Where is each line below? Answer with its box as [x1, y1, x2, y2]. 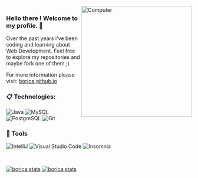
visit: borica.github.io [6, 78, 57, 85]
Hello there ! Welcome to [6, 14, 78, 22]
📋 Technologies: [6, 93, 56, 101]
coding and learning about [6, 41, 70, 48]
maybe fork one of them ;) [6, 60, 70, 67]
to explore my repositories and [6, 54, 81, 61]
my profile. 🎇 [6, 21, 43, 29]
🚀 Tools [6, 129, 28, 137]
